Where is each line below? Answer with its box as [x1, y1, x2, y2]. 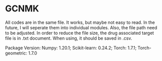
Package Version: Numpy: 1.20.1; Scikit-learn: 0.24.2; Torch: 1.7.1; [5, 45, 137, 51]
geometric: [5, 50, 27, 56]
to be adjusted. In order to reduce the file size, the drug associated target [5, 30, 154, 36]
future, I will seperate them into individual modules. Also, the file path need [5, 24, 158, 30]
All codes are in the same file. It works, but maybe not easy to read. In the [5, 19, 155, 25]
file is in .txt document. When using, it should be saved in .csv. [5, 35, 132, 41]
